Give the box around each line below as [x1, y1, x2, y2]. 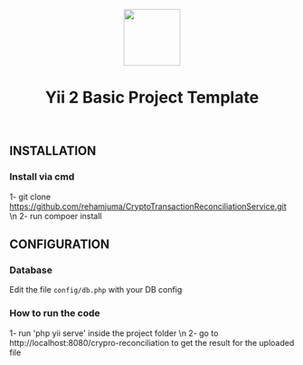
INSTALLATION [9, 143, 97, 158]
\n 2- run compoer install [9, 210, 102, 221]
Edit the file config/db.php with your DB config [9, 284, 183, 295]
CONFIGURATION [9, 236, 110, 253]
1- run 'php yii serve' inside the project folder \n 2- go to [9, 327, 219, 339]
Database [9, 264, 52, 276]
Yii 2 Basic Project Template [44, 87, 260, 108]
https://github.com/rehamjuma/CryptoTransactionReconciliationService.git [9, 200, 287, 212]
